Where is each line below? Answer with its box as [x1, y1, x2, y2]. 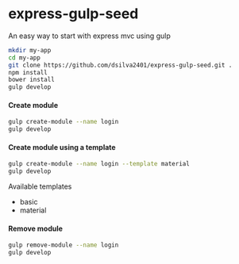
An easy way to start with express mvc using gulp [8, 31, 171, 40]
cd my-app [8, 53, 41, 62]
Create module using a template [8, 142, 117, 151]
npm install [8, 68, 48, 76]
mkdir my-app [8, 46, 52, 54]
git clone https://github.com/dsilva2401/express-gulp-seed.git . [8, 61, 233, 69]
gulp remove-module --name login [8, 241, 119, 250]
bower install [8, 76, 56, 84]
